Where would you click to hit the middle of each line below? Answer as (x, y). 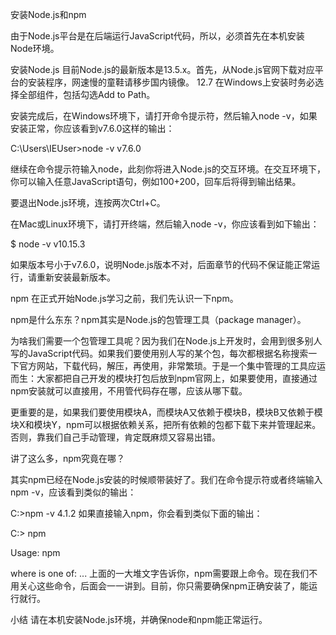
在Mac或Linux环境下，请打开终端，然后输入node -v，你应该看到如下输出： (165, 224)
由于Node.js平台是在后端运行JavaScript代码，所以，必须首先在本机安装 (157, 36)
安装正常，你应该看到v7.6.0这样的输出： (92, 128)
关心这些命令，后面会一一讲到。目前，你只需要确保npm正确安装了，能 (164, 586)
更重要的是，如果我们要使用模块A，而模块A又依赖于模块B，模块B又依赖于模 (166, 412)
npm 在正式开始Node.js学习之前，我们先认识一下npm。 (124, 298)
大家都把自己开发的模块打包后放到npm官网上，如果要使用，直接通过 (177, 378)
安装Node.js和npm (48, 14)
